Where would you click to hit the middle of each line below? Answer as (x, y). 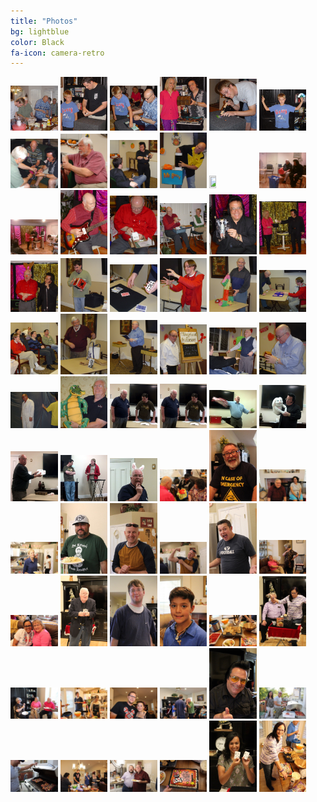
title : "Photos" (44, 21)
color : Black (37, 42)
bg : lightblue (40, 31)
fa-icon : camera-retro (57, 53)
